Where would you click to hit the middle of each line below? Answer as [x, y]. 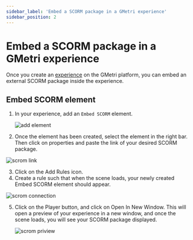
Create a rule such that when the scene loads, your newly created [94, 178]
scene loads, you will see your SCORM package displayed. [86, 220]
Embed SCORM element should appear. [62, 184]
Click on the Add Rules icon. [49, 172]
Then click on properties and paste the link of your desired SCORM [96, 143]
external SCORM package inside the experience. [65, 81]
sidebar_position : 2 [31, 17]
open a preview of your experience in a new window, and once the [95, 214]
